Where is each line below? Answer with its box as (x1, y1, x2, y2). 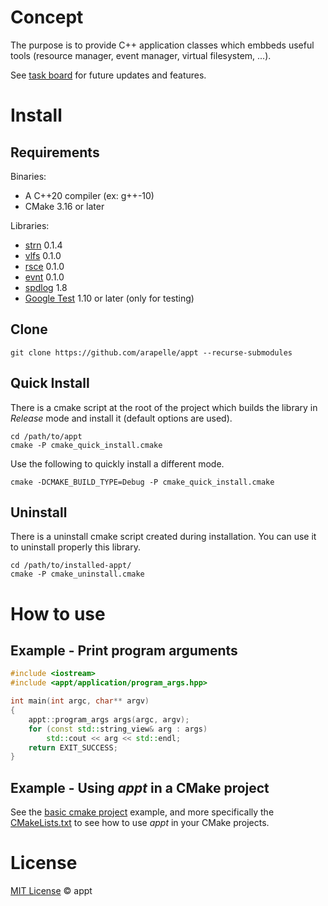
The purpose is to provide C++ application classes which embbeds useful (10, 39, 315, 51)
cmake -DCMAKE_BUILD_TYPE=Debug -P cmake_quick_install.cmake (10, 477, 275, 487)
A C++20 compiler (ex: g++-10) (24, 189, 155, 201)
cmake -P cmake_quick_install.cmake (10, 440, 163, 450)
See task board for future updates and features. (10, 69, 207, 81)
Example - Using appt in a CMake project (10, 779, 270, 796)
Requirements (10, 144, 100, 161)
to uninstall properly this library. (10, 541, 141, 553)
